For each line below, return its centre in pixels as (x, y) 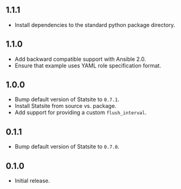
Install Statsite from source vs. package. (65, 106)
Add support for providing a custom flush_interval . (80, 112)
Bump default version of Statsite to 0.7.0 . (67, 147)
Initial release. (32, 181)
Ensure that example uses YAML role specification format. (88, 65)
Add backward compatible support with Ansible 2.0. (80, 59)
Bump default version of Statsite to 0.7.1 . (67, 99)
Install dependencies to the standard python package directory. (95, 25)
